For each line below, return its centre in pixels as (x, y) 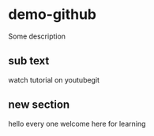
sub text (29, 61)
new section (39, 105)
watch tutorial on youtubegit (54, 79)
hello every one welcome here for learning (77, 123)
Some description (37, 36)
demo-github (53, 15)
